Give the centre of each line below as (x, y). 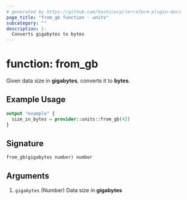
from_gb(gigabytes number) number (50, 157)
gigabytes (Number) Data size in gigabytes (68, 190)
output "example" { (31, 113)
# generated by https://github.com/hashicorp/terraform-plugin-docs (94, 12)
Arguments (28, 176)
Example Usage (36, 100)
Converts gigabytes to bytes (48, 34)
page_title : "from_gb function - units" (58, 17)
